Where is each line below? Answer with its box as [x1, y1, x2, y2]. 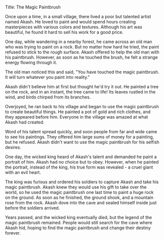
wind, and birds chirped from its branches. [5, 94, 91, 100]
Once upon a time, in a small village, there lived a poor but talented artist [5, 14, 151, 19]
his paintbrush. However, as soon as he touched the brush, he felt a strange [5, 54, 158, 60]
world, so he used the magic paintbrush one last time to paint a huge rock [5, 190, 154, 195]
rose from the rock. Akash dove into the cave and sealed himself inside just [5, 200, 157, 205]
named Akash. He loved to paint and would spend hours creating [5, 19, 136, 24]
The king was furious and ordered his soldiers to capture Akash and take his [5, 179, 159, 185]
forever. [5, 230, 21, 236]
